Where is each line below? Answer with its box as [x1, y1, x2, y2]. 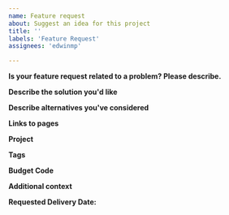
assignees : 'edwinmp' [8, 42, 82, 50]
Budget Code [8, 166, 54, 175]
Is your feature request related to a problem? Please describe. [8, 71, 222, 81]
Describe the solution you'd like [8, 87, 118, 97]
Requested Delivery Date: [8, 197, 97, 207]
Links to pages [8, 118, 59, 128]
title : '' [8, 27, 42, 35]
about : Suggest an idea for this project [8, 19, 151, 28]
